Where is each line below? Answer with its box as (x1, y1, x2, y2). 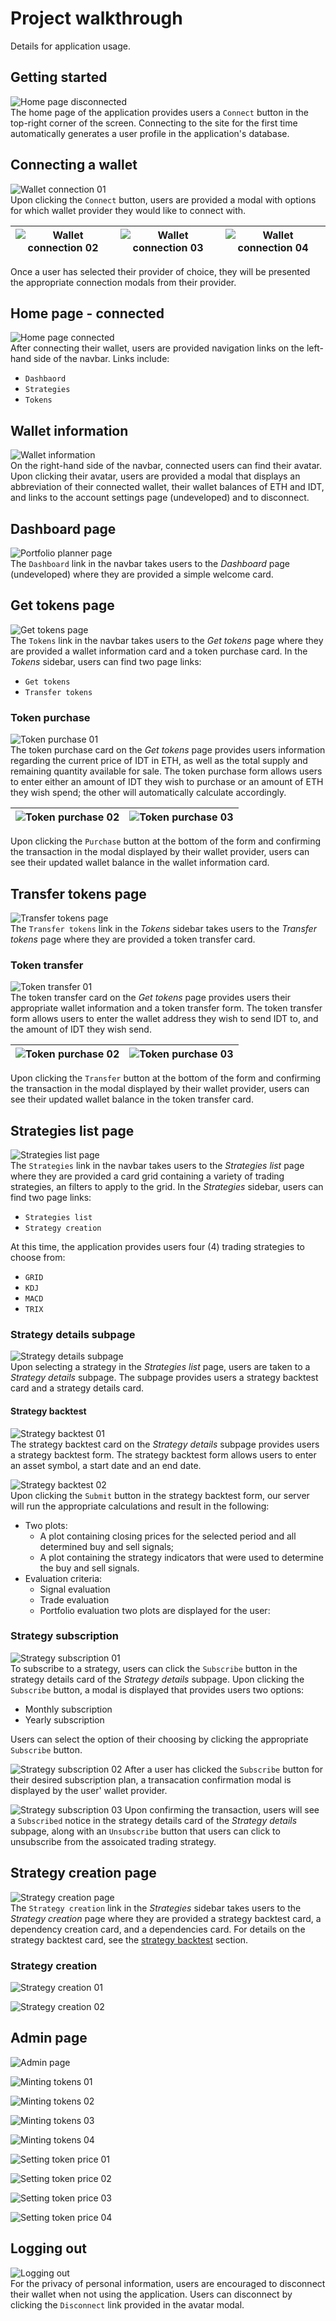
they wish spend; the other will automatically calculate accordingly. (10, 787, 287, 799)
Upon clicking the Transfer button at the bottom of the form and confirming (10, 1072, 322, 1084)
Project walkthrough (10, 7, 183, 30)
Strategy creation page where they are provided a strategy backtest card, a (10, 1912, 322, 1924)
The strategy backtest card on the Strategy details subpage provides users (10, 1438, 320, 1450)
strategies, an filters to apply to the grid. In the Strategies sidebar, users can (10, 1181, 324, 1193)
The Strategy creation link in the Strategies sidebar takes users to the (10, 1902, 302, 1914)
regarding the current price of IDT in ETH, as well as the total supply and (10, 755, 308, 767)
